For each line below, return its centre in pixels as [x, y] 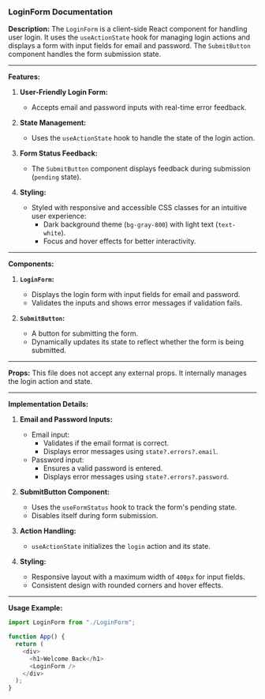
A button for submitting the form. [85, 333]
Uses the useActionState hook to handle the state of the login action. [143, 138]
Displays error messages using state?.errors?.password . [136, 477]
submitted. [49, 351]
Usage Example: [35, 608]
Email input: [50, 435]
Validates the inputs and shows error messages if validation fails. [137, 303]
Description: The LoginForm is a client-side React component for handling [128, 29]
